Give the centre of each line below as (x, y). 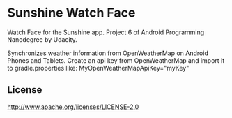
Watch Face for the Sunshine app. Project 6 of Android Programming (106, 32)
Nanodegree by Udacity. (42, 39)
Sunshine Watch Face (71, 13)
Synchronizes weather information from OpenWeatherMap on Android (108, 53)
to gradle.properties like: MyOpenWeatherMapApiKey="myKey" (98, 68)
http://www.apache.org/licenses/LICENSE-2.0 (73, 107)
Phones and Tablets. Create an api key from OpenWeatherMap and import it (116, 60)
